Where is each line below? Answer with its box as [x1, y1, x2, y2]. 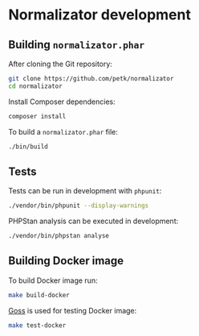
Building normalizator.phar [8, 38, 145, 52]
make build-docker [8, 291, 70, 299]
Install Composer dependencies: [8, 97, 116, 106]
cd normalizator [8, 82, 63, 90]
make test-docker [8, 321, 67, 330]
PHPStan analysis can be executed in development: [8, 216, 179, 226]
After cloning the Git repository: [8, 59, 112, 68]
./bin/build [8, 143, 48, 151]
